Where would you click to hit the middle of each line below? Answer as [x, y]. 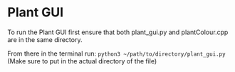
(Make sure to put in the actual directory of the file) [82, 61]
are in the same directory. [45, 39]
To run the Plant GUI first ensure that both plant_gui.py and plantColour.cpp [118, 32]
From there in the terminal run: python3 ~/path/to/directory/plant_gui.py [116, 53]
